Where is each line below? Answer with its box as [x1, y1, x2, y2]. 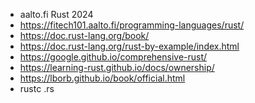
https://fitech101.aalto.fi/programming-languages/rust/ [19, 19, 245, 31]
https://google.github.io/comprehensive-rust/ [19, 51, 208, 63]
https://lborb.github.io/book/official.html [19, 72, 186, 84]
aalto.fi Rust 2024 [19, 9, 94, 20]
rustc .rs [19, 83, 55, 94]
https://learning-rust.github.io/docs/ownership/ [19, 62, 215, 73]
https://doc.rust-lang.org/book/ [19, 30, 150, 41]
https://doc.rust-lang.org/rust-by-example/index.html [19, 40, 240, 52]
